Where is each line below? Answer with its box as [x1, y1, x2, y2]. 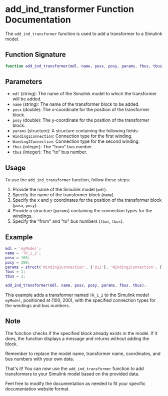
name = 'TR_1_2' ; [5, 251, 41, 256]
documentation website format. [5, 386, 70, 392]
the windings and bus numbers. [5, 303, 70, 309]
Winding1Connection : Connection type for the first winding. [12, 133, 132, 139]
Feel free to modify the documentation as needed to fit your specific [5, 381, 146, 387]
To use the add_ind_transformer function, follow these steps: [5, 177, 130, 183]
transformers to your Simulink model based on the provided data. [5, 371, 140, 377]
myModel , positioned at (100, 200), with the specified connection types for [5, 297, 156, 303]
